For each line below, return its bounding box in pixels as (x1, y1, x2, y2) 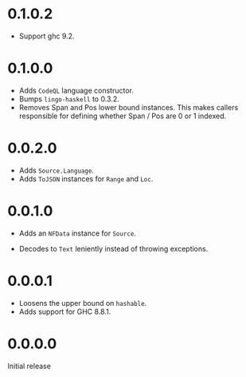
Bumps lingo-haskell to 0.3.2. (18, 93, 120, 104)
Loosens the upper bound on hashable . (18, 298, 147, 308)
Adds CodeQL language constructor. (18, 85, 135, 95)
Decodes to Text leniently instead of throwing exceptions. (18, 244, 209, 253)
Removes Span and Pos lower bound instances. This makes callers (18, 102, 239, 112)
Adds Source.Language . (18, 165, 95, 175)
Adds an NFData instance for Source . (18, 228, 137, 238)
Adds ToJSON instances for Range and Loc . (18, 173, 154, 184)
